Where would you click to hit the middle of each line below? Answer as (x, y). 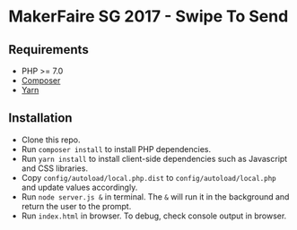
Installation (40, 118)
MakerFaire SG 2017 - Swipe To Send (148, 17)
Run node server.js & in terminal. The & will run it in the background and (155, 196)
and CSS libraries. (55, 168)
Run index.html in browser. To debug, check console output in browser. (154, 216)
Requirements (48, 50)
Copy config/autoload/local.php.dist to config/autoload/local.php (148, 177)
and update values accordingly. (79, 187)
